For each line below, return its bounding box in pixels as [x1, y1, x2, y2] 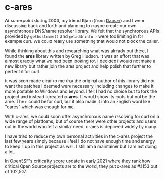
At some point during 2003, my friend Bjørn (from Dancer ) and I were [5, 18, 145, 23]
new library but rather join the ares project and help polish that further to [5, 63, 151, 69]
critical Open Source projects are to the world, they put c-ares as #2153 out [5, 163, 158, 169]
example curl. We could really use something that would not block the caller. [5, 38, 159, 44]
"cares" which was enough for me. [5, 104, 75, 110]
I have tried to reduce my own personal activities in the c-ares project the [5, 133, 153, 139]
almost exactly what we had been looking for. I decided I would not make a [5, 58, 156, 64]
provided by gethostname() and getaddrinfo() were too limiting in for [5, 33, 143, 39]
